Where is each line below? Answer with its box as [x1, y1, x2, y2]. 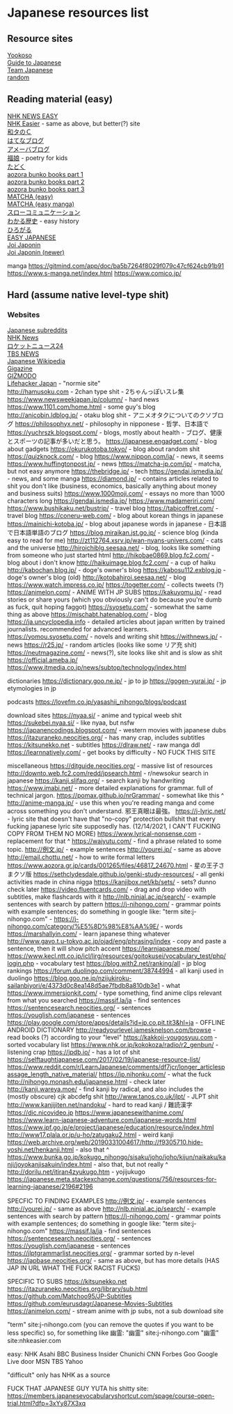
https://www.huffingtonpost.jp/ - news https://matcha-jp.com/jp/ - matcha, [7, 459, 222, 468]
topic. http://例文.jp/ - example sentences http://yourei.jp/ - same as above [7, 845, 221, 854]
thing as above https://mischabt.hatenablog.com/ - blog [7, 610, 168, 618]
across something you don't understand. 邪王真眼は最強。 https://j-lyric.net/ [7, 806, 226, 815]
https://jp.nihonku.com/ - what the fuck [98, 1070, 212, 1078]
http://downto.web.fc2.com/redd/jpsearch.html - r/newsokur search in [7, 769, 209, 777]
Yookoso [7, 51, 33, 59]
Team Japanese [7, 66, 54, 74]
